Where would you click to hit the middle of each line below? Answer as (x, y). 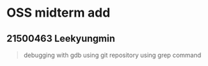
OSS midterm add (58, 13)
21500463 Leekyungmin (61, 39)
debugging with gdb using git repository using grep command (112, 55)
